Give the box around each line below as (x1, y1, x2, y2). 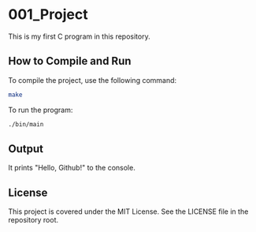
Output (8, 142, 43, 155)
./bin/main (8, 120, 44, 128)
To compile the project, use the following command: (8, 75, 177, 84)
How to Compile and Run (8, 54, 132, 68)
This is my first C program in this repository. (8, 32, 151, 41)
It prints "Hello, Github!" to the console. (8, 163, 135, 173)
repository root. (8, 215, 59, 225)
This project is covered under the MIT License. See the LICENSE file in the (8, 207, 249, 216)
